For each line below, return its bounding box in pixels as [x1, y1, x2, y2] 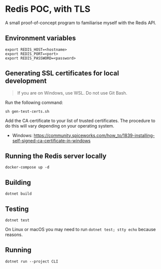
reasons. [5, 232, 23, 237]
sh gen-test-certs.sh [5, 109, 50, 114]
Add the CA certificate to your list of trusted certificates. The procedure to [5, 117, 156, 124]
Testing [5, 204, 29, 213]
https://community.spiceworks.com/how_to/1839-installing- [33, 132, 155, 138]
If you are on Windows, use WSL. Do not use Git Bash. [17, 90, 128, 96]
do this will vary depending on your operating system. [5, 123, 115, 129]
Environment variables [5, 34, 76, 42]
